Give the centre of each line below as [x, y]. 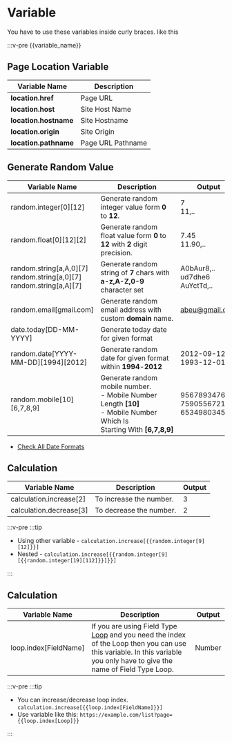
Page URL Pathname [114, 143]
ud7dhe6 [195, 277]
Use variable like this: [48, 715]
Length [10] [120, 404]
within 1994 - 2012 [131, 366]
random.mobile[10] [42, 399]
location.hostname [42, 120]
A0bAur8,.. [198, 268]
